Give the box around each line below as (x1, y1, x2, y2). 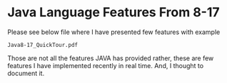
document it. (7, 69, 45, 77)
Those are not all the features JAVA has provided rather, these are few (7, 54, 214, 62)
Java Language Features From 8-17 (7, 4, 220, 21)
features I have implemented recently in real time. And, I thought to (7, 61, 204, 70)
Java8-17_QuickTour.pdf (7, 41, 79, 48)
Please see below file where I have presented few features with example (7, 28, 221, 36)
